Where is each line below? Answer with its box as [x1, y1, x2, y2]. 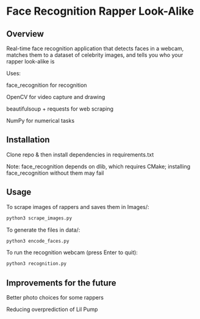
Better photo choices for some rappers [6, 294, 104, 301]
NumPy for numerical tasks [6, 117, 75, 124]
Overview [6, 29, 45, 39]
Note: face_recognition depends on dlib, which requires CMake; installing [6, 163, 191, 170]
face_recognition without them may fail [6, 169, 104, 177]
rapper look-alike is [6, 58, 55, 65]
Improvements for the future [6, 277, 116, 288]
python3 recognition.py [6, 261, 67, 267]
